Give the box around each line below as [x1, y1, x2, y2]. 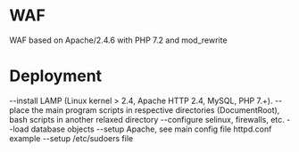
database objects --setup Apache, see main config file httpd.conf [30, 124, 272, 134]
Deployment [9, 66, 103, 86]
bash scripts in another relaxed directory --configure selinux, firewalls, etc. [9, 114, 286, 124]
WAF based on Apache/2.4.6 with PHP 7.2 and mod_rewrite [9, 35, 228, 45]
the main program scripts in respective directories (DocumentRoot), [30, 104, 280, 116]
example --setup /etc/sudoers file [9, 132, 134, 143]
